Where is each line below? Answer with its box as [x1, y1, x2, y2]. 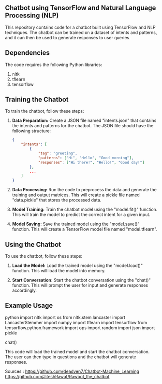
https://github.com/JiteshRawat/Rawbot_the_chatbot [5, 373, 110, 379]
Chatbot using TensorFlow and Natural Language [5, 4, 156, 12]
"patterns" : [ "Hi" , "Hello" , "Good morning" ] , [38, 155, 134, 160]
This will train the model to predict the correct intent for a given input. [12, 212, 151, 217]
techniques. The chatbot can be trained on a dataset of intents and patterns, [5, 29, 157, 35]
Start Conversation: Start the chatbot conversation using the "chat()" [12, 277, 151, 283]
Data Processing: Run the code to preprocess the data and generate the [12, 187, 157, 193]
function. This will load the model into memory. [12, 268, 106, 273]
